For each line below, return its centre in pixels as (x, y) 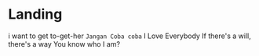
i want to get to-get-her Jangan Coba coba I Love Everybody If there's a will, (129, 36)
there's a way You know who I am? (64, 44)
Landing (35, 14)
